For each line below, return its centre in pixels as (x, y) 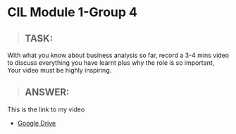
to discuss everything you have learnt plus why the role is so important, (111, 63)
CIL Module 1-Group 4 (72, 12)
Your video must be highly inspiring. (60, 70)
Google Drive (37, 123)
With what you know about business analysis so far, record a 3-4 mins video (118, 55)
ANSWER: (47, 92)
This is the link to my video (46, 109)
